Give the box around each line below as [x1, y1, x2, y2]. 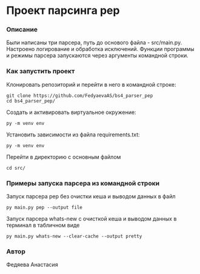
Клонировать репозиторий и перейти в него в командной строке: [6, 81, 176, 88]
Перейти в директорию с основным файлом [6, 153, 121, 161]
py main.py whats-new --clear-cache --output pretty [6, 233, 142, 239]
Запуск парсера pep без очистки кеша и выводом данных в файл [6, 193, 176, 200]
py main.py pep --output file [6, 204, 83, 211]
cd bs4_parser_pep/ [6, 98, 56, 104]
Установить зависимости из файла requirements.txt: [6, 131, 140, 138]
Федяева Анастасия [6, 261, 59, 269]
